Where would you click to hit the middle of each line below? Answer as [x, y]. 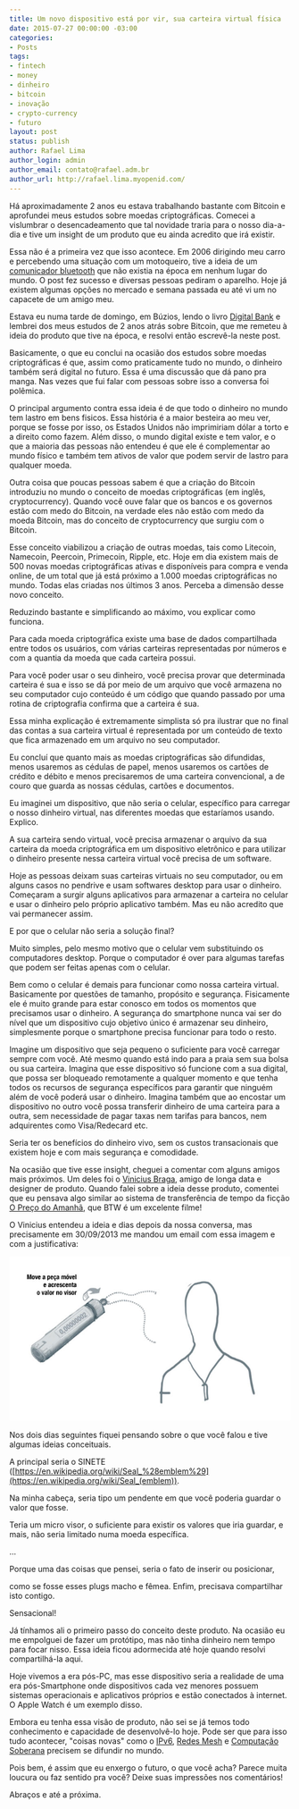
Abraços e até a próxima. [55, 1794]
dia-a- [274, 224]
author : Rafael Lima [48, 151]
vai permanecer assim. [51, 913]
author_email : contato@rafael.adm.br [79, 170]
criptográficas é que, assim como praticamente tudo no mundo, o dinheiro [146, 362]
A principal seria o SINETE [58, 1461]
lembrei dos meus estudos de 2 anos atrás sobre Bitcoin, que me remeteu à [148, 325]
